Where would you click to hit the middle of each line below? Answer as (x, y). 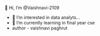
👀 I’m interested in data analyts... (46, 17)
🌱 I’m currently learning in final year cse (53, 23)
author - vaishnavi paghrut (40, 28)
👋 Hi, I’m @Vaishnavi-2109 (32, 8)
